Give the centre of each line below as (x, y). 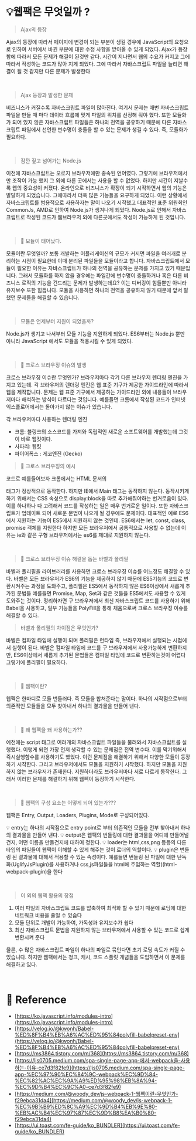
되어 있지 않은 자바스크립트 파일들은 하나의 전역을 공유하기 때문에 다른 (92, 122)
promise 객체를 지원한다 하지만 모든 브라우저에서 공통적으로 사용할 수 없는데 (93, 527)
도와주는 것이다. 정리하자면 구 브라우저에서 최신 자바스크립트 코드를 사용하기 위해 (98, 600)
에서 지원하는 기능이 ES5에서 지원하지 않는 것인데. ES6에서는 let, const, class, (96, 520)
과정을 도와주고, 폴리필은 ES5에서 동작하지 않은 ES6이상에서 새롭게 (108, 586)
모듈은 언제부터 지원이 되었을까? (57, 321)
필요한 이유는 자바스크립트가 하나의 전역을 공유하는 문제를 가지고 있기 (96, 268)
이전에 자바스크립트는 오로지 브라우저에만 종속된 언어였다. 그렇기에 (82, 173)
